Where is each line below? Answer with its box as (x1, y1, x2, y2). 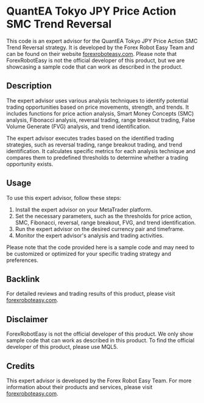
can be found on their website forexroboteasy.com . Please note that (6, 50, 177, 57)
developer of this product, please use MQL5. (6, 343, 119, 351)
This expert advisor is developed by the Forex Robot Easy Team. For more (6, 377, 192, 384)
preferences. (6, 257, 38, 264)
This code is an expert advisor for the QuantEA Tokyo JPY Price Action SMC (6, 37, 198, 44)
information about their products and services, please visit (6, 384, 153, 390)
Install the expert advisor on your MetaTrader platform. (15, 205, 153, 213)
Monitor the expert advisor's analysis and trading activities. (15, 232, 164, 239)
